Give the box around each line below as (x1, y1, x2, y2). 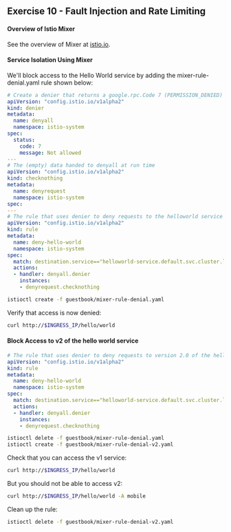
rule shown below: (41, 78, 93, 87)
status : (13, 136, 36, 143)
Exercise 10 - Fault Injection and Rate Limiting (7, 6, 206, 17)
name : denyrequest (13, 187, 67, 195)
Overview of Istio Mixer (7, 24, 76, 33)
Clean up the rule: (7, 505, 58, 513)
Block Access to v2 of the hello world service (7, 337, 139, 345)
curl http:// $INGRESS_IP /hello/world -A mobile (7, 493, 146, 500)
